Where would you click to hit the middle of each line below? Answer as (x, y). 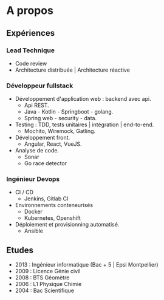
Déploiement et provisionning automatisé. (67, 225)
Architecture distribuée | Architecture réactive (73, 70)
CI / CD (24, 193)
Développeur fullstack (40, 86)
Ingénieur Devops (33, 179)
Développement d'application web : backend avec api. (83, 99)
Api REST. (37, 105)
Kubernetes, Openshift (52, 218)
